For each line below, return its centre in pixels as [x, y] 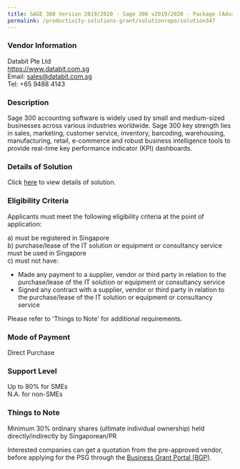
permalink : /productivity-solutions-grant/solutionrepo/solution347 [111, 21]
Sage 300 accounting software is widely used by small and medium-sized [116, 118]
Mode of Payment [39, 337]
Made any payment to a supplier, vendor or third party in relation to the [122, 274]
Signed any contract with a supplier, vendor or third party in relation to [121, 289]
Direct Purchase [31, 352]
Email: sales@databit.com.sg [50, 76]
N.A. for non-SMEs [35, 394]
